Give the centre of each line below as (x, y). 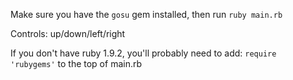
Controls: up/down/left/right (68, 33)
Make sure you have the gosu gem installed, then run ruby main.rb (146, 14)
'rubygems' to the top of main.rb (76, 63)
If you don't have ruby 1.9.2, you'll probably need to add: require (143, 53)
